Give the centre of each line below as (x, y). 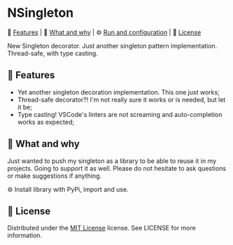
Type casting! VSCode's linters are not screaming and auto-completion (120, 114)
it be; (25, 107)
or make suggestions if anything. (55, 176)
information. (25, 235)
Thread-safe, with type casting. (52, 53)
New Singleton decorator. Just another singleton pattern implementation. (112, 45)
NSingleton (41, 13)
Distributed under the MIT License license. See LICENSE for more (101, 228)
